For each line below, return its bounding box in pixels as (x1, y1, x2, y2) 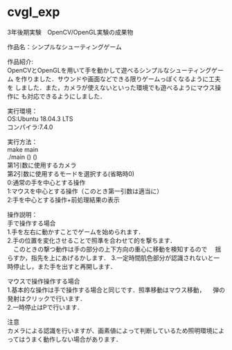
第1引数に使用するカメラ (7, 161, 77, 169)
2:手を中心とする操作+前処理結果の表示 (7, 195, 120, 204)
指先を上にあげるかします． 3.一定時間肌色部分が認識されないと (30, 254, 214, 262)
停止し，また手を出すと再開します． (12, 262, 116, 270)
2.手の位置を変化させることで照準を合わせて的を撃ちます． (7, 236, 177, 245)
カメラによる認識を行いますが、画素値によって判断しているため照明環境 (7, 326, 213, 335)
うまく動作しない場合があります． (25, 335, 123, 343)
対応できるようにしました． (26, 91, 106, 100)
